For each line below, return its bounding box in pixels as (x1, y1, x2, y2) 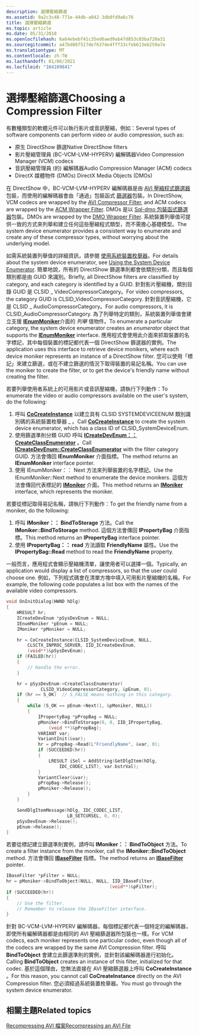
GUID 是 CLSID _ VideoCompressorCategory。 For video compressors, (12, 288, 185, 296)
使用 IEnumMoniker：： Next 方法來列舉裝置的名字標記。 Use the (14, 466, 173, 474)
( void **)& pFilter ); (109, 884, 158, 890)
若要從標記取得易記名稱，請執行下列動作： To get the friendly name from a (6, 500, 187, 507)
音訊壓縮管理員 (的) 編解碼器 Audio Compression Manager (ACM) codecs (14, 164, 192, 172)
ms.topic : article (6, 25, 52, 31)
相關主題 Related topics (6, 1005, 92, 1015)
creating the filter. (6, 373, 50, 380)
